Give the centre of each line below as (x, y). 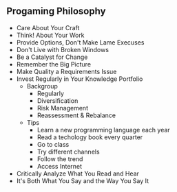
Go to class (53, 144)
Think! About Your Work (50, 35)
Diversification (58, 100)
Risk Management (63, 108)
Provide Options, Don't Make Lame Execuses (80, 42)
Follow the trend (60, 159)
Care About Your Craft (48, 27)
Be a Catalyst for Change (52, 57)
